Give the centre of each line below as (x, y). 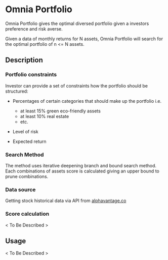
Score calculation (27, 214)
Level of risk (26, 131)
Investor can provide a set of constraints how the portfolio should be (77, 85)
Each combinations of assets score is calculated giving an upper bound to (82, 171)
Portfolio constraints (31, 75)
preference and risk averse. (34, 28)
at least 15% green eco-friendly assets (60, 111)
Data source (20, 189)
